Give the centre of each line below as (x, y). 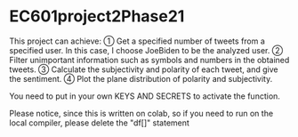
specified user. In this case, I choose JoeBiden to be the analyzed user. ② (146, 50)
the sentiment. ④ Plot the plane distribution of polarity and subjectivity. (141, 78)
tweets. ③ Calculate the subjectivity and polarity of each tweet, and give (144, 69)
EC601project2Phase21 (97, 16)
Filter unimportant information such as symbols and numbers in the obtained (149, 60)
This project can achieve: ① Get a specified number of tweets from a (137, 41)
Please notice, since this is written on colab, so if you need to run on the (141, 113)
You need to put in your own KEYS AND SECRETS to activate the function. (145, 96)
